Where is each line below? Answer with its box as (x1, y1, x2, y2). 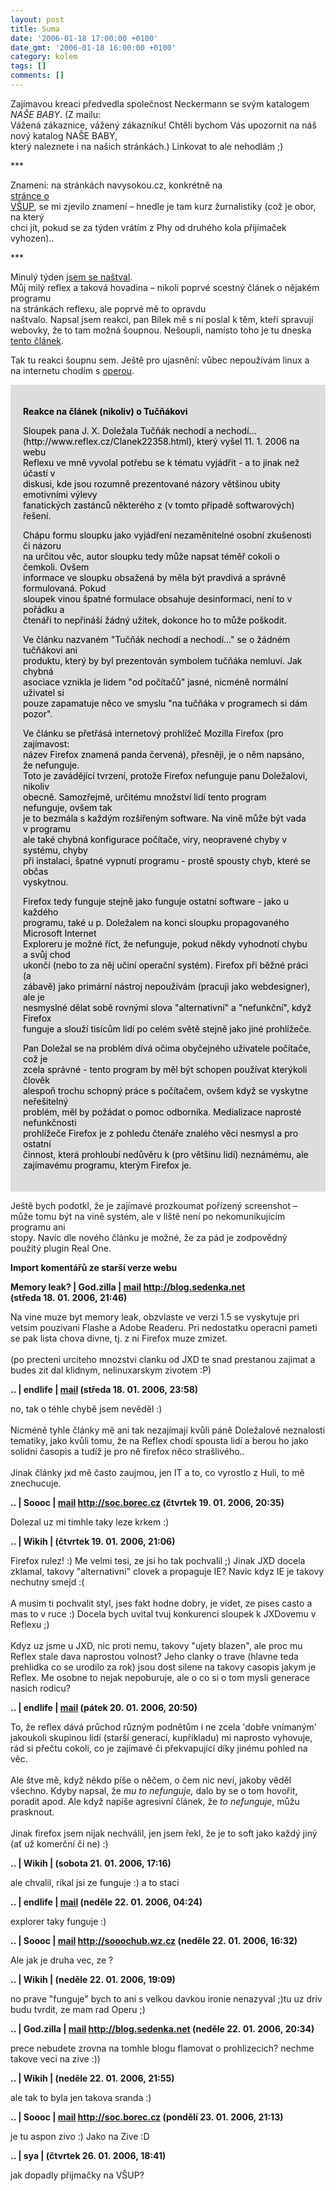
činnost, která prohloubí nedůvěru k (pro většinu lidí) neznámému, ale (23, 1148, 309, 1160)
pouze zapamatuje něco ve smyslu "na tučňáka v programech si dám (23, 697, 308, 709)
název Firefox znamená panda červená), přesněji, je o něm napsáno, (23, 748, 305, 760)
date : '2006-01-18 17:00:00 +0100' (10, 33, 159, 43)
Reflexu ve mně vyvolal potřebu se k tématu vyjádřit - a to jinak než (23, 456, 300, 468)
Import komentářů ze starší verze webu (10, 1261, 178, 1273)
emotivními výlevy (23, 488, 98, 500)
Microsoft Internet (23, 927, 97, 939)
